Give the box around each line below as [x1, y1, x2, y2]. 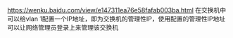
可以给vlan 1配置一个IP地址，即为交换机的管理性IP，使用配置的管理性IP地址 [7, 15, 226, 23]
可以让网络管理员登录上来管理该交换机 [7, 23, 118, 31]
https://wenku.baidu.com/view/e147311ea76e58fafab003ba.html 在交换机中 [7, 6, 227, 14]
